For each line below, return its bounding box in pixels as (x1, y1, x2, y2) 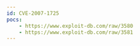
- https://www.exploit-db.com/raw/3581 (19, 28, 134, 36)
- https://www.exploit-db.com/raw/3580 (19, 22, 134, 29)
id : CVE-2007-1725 (6, 9, 59, 17)
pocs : (6, 16, 22, 23)
